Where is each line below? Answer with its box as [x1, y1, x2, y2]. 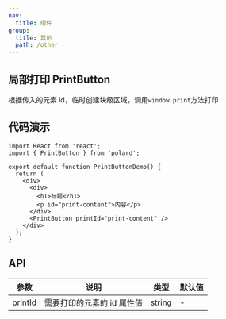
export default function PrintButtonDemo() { [8, 163, 161, 171]
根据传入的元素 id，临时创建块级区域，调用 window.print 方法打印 [8, 94, 219, 104]
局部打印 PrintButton [8, 72, 111, 86]
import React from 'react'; [8, 142, 102, 150]
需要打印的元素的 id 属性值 [44, 297, 143, 308]
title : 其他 [15, 33, 53, 42]
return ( [15, 170, 44, 178]
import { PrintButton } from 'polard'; [8, 148, 140, 157]
